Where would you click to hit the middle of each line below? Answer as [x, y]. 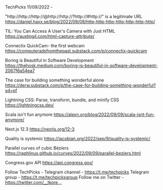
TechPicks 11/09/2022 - [29, 7]
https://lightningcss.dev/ [30, 105]
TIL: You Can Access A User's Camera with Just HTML [60, 31]
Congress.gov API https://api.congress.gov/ [49, 162]
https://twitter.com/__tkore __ [33, 182]
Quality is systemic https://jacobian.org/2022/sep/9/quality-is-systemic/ [78, 139]
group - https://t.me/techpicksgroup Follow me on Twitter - [64, 177]
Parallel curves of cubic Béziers [37, 148]
